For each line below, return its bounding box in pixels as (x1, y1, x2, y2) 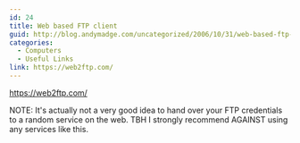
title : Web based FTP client (9, 21, 118, 30)
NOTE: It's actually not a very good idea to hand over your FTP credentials (9, 105, 283, 115)
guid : (9, 29, 29, 38)
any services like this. (9, 123, 89, 134)
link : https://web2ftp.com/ (9, 63, 114, 72)
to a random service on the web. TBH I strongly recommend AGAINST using (9, 114, 288, 125)
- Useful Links (17, 55, 74, 63)
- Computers (17, 46, 62, 55)
